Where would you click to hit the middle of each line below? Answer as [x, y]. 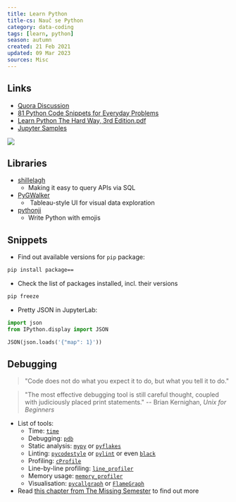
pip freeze [23, 297]
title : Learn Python [38, 14]
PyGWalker [34, 196]
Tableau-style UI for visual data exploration [92, 203]
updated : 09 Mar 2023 [39, 54]
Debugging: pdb [51, 438]
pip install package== [41, 270]
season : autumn [30, 40]
